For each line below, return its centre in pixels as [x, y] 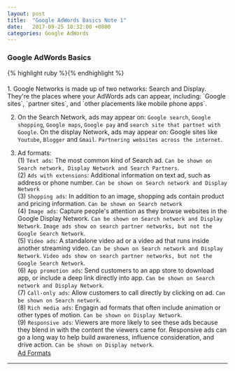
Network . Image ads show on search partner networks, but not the [115, 226]
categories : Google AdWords [48, 33]
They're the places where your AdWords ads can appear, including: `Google [116, 96]
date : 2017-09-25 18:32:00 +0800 [59, 27]
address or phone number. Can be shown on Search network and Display [122, 183]
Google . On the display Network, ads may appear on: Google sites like [117, 132]
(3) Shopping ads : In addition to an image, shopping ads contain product [121, 196]
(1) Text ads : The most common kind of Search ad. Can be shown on [114, 161]
